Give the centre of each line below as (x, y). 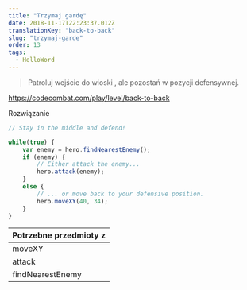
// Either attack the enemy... (89, 164)
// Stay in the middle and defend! (67, 128)
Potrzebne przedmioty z (59, 235)
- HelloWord (35, 60)
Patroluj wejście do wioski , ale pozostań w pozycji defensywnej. (133, 82)
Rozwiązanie (29, 113)
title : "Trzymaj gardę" (48, 15)
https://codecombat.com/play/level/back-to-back (89, 98)
